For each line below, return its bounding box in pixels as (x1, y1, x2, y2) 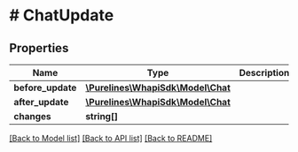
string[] (85, 110, 118, 122)
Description (239, 67, 290, 79)
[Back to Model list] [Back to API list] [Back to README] (9, 133, 213, 143)
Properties (9, 41, 69, 56)
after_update (13, 96, 69, 108)
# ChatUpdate (9, 5, 114, 26)
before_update (13, 81, 77, 94)
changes (13, 110, 51, 122)
